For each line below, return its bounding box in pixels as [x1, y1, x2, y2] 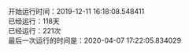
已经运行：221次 [8, 26, 61, 35]
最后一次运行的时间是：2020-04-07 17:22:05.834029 [8, 36, 182, 45]
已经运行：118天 [8, 16, 61, 26]
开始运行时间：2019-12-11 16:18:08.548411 [8, 7, 145, 16]
